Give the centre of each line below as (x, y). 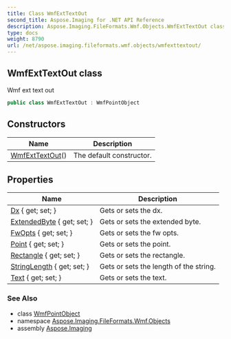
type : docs (23, 33)
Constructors (36, 124)
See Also (22, 298)
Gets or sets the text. (133, 278)
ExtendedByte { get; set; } (52, 222)
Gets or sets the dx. (131, 211)
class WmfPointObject (48, 314)
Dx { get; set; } (33, 211)
